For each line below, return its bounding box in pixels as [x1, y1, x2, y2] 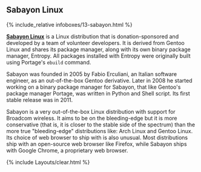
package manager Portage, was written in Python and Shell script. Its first [6, 89, 191, 97]
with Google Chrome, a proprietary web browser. [6, 146, 128, 154]
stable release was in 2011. [6, 96, 73, 103]
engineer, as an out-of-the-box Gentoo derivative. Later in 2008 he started [6, 77, 193, 84]
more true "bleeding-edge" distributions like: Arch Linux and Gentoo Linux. [6, 127, 193, 134]
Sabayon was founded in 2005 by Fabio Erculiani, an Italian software [6, 70, 177, 78]
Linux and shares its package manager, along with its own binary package [6, 46, 191, 53]
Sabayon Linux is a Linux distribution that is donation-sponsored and [6, 33, 179, 40]
